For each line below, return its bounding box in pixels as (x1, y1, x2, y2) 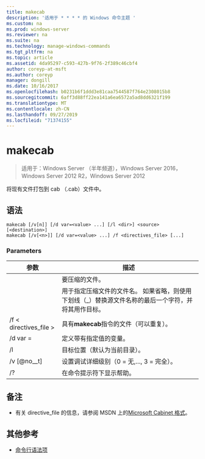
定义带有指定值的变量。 (62, 335, 129, 343)
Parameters (6, 246, 41, 255)
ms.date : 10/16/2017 (6, 83, 59, 89)
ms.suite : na (6, 37, 40, 44)
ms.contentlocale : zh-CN (6, 105, 70, 112)
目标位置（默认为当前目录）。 (62, 346, 145, 354)
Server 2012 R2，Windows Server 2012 (46, 172, 145, 180)
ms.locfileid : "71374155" (6, 117, 72, 123)
